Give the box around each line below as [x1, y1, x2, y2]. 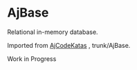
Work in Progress [7, 54, 57, 63]
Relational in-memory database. [7, 28, 98, 36]
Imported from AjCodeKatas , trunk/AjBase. [7, 41, 131, 49]
